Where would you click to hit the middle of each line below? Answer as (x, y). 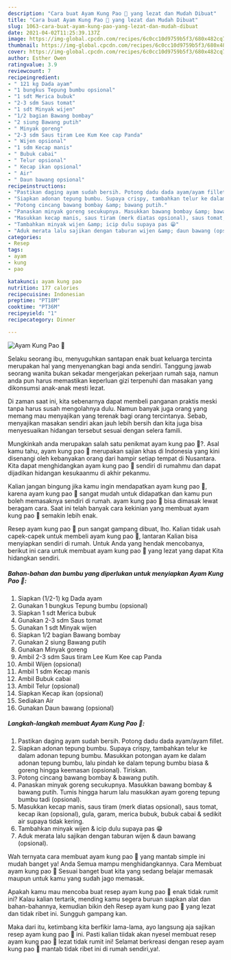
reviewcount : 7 (29, 71)
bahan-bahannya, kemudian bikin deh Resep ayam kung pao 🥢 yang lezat (111, 906)
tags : (15, 250)
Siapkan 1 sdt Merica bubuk (57, 613)
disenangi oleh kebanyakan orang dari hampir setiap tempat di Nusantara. (112, 458)
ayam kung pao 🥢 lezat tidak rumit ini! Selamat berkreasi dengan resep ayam (116, 941)
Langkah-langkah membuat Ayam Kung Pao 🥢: (76, 724)
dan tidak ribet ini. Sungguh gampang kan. (68, 913)
